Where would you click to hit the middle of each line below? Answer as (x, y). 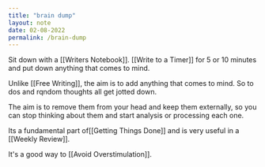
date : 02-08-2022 (37, 30)
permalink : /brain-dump (47, 37)
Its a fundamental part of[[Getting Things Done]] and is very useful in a (124, 131)
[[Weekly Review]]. (39, 139)
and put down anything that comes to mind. (79, 69)
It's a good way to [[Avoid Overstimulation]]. (80, 154)
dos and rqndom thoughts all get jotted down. (82, 92)
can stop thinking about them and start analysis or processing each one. (126, 116)
